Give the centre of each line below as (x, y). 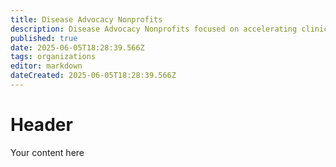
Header (41, 125)
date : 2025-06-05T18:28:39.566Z (77, 47)
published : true (44, 38)
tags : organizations (53, 57)
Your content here (47, 152)
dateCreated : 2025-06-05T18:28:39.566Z (93, 76)
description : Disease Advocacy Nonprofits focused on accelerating (154, 29)
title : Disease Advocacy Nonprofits (86, 19)
